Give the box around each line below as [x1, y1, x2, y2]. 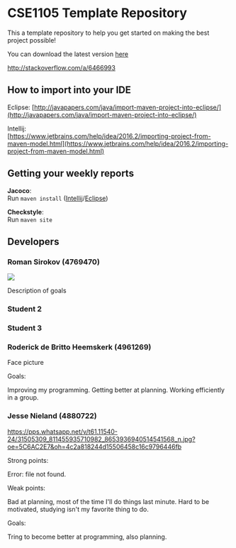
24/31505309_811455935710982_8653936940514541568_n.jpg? [7, 434, 196, 443]
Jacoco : [7, 186, 32, 194]
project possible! [7, 35, 57, 44]
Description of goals [7, 286, 67, 295]
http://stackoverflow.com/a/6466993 [7, 63, 116, 72]
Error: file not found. [7, 470, 67, 478]
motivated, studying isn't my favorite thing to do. [7, 505, 149, 513]
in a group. [7, 393, 39, 402]
